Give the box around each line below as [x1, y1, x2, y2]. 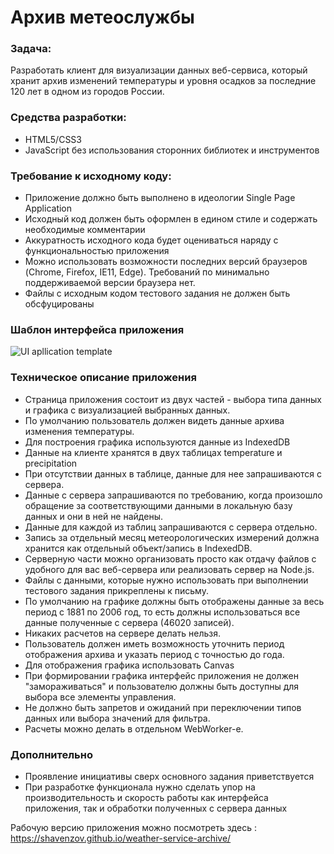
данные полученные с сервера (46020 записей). [24, 616, 235, 628]
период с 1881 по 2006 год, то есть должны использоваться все [24, 606, 301, 618]
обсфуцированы [24, 298, 95, 310]
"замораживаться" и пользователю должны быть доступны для [24, 680, 300, 692]
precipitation [24, 457, 78, 469]
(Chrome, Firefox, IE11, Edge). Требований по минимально [24, 266, 270, 278]
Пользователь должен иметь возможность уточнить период [24, 637, 285, 650]
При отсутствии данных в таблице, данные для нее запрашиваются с [24, 467, 322, 480]
